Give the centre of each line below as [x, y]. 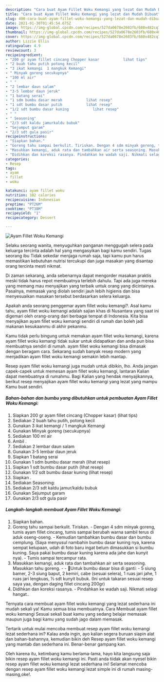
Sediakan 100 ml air [32, 436]
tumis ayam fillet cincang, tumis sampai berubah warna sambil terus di [83, 532]
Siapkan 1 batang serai [35, 457]
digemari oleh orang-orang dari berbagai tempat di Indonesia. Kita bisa [77, 316]
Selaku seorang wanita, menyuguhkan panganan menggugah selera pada [79, 245]
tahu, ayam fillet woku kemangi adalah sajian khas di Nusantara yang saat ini [82, 311]
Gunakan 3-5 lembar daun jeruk [45, 451]
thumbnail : [17, 32]
